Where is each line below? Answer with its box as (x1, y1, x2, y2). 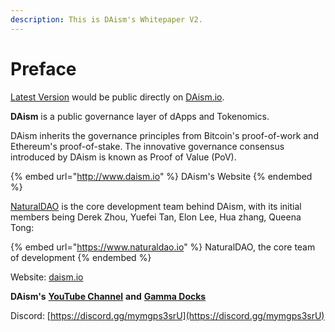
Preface (10, 57, 77, 80)
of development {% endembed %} (10, 251, 152, 263)
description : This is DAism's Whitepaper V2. (10, 14, 203, 25)
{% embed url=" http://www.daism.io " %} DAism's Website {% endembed (10, 170, 313, 182)
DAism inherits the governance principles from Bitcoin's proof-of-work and (10, 129, 319, 141)
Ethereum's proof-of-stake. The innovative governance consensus (10, 140, 285, 152)
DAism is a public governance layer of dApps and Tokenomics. (10, 110, 270, 122)
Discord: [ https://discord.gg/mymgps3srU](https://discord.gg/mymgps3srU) (10, 309, 325, 321)
